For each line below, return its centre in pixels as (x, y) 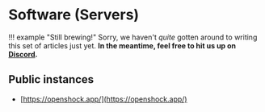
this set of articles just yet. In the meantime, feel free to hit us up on (122, 45)
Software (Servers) (74, 15)
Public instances (51, 79)
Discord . (23, 54)
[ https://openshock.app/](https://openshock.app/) (103, 99)
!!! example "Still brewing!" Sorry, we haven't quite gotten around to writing (133, 37)
